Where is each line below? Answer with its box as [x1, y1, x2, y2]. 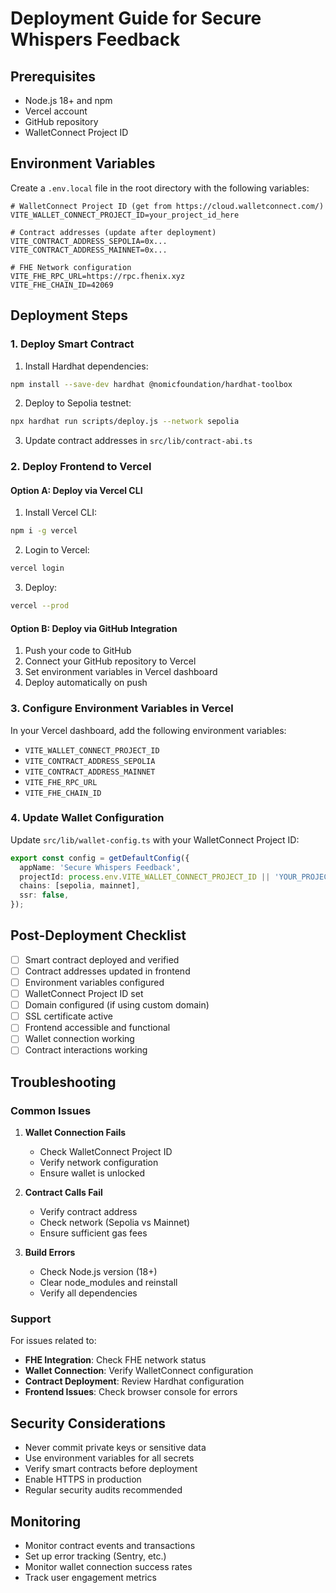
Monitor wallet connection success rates [24, 1561, 193, 1573]
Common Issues [10, 1103, 92, 1117]
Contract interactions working [24, 1044, 148, 1056]
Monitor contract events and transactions [24, 1540, 196, 1552]
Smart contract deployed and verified [24, 953, 180, 966]
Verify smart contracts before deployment [24, 1463, 198, 1475]
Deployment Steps [10, 307, 128, 324]
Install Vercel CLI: [24, 507, 98, 519]
